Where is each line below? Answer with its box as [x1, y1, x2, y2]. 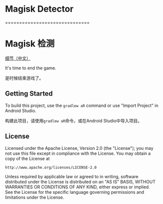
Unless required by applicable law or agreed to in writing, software [5, 173, 139, 179]
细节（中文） [5, 55, 31, 61]
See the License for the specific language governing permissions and [5, 189, 145, 195]
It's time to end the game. [5, 65, 56, 71]
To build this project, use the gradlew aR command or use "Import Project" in [5, 102, 159, 108]
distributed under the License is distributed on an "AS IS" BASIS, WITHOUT [5, 179, 156, 184]
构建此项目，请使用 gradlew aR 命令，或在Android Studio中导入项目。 [5, 118, 142, 123]
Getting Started [5, 89, 53, 98]
